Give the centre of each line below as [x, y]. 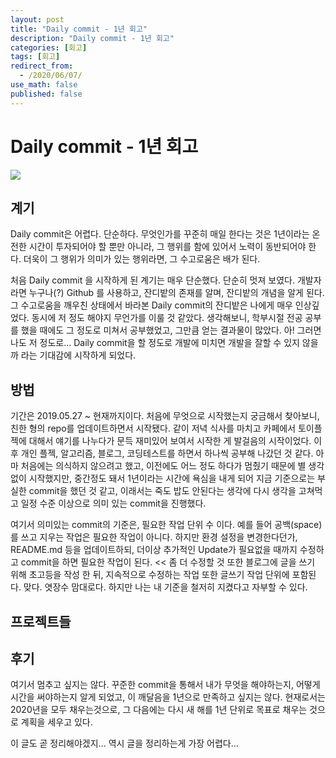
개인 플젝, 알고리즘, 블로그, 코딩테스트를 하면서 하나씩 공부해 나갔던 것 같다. [167, 453]
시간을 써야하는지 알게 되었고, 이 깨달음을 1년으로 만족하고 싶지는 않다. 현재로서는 [168, 697]
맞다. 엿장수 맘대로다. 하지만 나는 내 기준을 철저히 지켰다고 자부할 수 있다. [165, 587]
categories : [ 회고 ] [49, 47]
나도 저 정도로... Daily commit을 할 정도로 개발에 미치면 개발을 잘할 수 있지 [155, 343]
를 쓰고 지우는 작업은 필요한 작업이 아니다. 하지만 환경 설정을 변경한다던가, [154, 537]
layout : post [37, 19]
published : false [46, 94]
